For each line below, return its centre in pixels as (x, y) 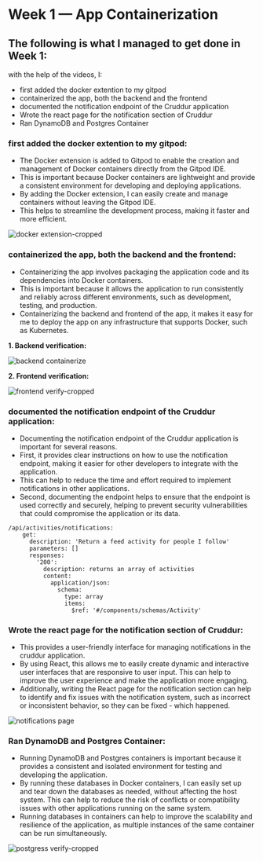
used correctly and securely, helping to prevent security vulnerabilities (133, 505)
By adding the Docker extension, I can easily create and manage (124, 194)
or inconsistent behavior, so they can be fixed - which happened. (124, 705)
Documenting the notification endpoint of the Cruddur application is (129, 438)
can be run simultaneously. (63, 834)
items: (75, 603)
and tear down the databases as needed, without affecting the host (128, 792)
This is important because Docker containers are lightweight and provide (137, 178)
